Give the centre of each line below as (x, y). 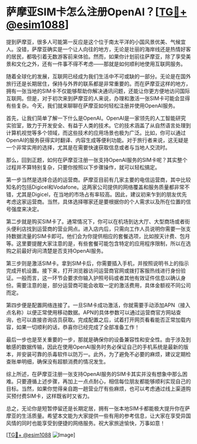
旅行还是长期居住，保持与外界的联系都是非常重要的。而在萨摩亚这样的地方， (98, 83)
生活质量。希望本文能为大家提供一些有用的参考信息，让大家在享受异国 (106, 416)
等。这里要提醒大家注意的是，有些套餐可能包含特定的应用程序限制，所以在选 (98, 243)
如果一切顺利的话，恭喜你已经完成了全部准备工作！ (78, 327)
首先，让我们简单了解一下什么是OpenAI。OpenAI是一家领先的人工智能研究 (96, 118)
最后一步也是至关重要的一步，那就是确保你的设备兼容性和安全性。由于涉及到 (98, 339)
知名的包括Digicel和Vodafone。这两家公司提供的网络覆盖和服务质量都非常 (95, 187)
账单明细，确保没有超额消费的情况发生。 (60, 361)
